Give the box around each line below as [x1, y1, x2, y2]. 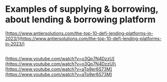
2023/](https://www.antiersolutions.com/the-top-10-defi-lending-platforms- [5, 36, 162, 41]
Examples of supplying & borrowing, [5, 3, 159, 15]
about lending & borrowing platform [5, 14, 156, 25]
